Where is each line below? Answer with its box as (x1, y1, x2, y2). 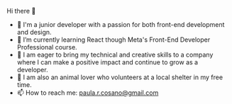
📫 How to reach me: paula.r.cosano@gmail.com (16, 88, 159, 97)
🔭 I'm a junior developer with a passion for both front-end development (16, 21, 225, 28)
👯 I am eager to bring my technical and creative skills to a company (16, 50, 214, 59)
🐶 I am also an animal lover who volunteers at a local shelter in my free (16, 73, 223, 81)
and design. (16, 28, 52, 36)
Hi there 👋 (6, 7, 36, 15)
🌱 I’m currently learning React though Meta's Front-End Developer (16, 35, 211, 44)
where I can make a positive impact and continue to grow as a (16, 58, 199, 67)
